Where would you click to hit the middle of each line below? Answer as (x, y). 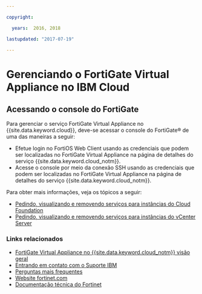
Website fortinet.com (41, 278)
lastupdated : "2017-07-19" (40, 39)
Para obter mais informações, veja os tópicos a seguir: (74, 192)
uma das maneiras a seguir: (41, 137)
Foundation (29, 211)
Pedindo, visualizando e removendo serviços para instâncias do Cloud (103, 204)
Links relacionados (35, 239)
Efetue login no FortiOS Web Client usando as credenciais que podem (102, 148)
